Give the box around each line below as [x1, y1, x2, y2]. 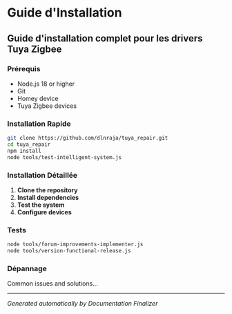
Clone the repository [17, 185, 78, 194]
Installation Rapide [7, 119, 71, 129]
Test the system [17, 201, 65, 209]
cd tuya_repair [7, 141, 51, 148]
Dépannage [7, 264, 47, 273]
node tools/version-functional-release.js [7, 248, 131, 255]
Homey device [17, 94, 59, 102]
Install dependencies [17, 193, 79, 201]
